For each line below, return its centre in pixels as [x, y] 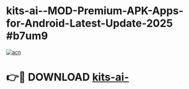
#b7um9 [27, 36]
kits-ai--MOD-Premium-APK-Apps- [95, 11]
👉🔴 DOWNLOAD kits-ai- [68, 77]
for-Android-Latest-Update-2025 [89, 23]
